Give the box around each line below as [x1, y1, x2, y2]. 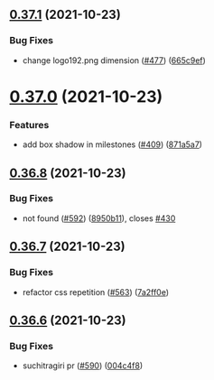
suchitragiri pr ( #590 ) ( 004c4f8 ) [22, 360, 143, 371]
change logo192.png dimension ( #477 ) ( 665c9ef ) [22, 54, 206, 66]
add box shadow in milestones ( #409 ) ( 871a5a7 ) [22, 139, 203, 150]
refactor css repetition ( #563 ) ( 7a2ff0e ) [22, 286, 170, 297]
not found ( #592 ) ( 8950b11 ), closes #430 [22, 212, 176, 224]
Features [9, 118, 50, 131]
